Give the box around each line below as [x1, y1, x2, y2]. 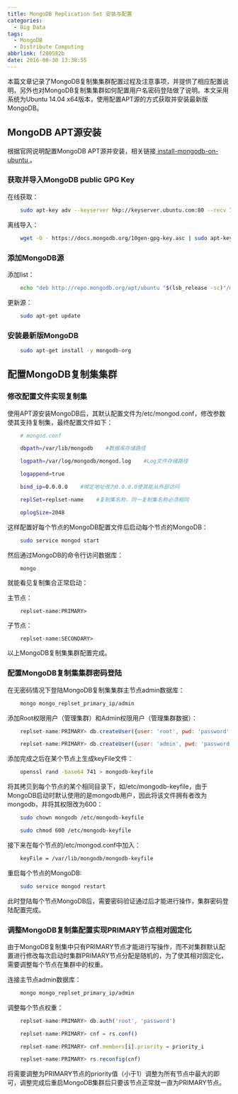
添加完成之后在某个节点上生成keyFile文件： [7, 754, 134, 763]
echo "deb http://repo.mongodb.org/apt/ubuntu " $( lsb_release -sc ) [20, 284, 223, 291]
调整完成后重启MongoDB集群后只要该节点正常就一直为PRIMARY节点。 [19, 1078, 225, 1087]
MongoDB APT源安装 [7, 126, 101, 139]
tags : [7, 30, 23, 38]
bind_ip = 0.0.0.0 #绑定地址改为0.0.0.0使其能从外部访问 [20, 484, 180, 491]
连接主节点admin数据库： [7, 975, 81, 984]
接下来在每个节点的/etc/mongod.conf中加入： [7, 840, 142, 849]
